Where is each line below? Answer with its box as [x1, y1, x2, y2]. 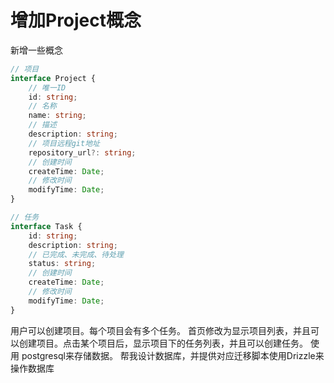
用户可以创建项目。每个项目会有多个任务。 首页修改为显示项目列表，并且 [10, 324, 311, 336]
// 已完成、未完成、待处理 [28, 249, 124, 260]
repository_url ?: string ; [28, 147, 137, 158]
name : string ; [28, 111, 87, 121]
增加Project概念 [10, 9, 142, 32]
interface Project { [10, 73, 97, 83]
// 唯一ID [28, 82, 67, 93]
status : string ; [28, 259, 97, 269]
